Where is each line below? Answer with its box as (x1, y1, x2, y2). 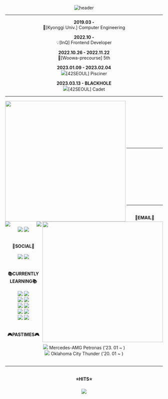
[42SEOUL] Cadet (68, 86, 105, 92)
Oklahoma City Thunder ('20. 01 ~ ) (50, 351, 123, 356)
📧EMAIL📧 (134, 215, 155, 221)
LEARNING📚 (9, 278, 37, 284)
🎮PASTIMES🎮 (7, 331, 39, 337)
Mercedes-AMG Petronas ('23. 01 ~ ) (49, 345, 125, 350)
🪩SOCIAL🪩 (12, 243, 35, 249)
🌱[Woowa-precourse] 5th (57, 55, 110, 61)
